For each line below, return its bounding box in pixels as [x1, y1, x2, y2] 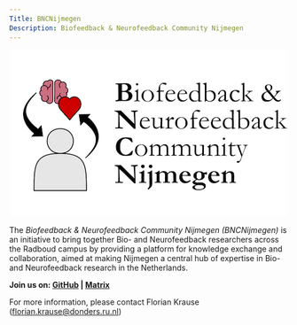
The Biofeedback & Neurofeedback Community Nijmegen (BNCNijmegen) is [9, 224, 287, 235]
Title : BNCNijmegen [9, 14, 82, 23]
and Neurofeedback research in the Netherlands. [9, 262, 189, 273]
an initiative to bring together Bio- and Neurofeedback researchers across [9, 234, 279, 244]
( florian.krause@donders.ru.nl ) [9, 306, 122, 316]
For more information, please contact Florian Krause [9, 297, 199, 307]
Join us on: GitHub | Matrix [9, 279, 111, 290]
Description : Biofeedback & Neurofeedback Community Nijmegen [9, 23, 244, 33]
